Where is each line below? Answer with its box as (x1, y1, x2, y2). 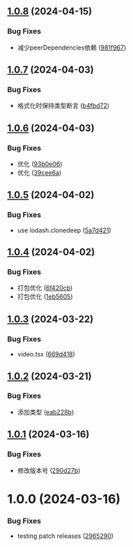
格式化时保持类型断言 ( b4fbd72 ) (17, 101, 110, 110)
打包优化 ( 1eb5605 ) (17, 292, 73, 301)
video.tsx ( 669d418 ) (17, 350, 75, 359)
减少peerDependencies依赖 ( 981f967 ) (17, 43, 127, 52)
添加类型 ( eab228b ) (17, 407, 75, 416)
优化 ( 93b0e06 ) (17, 160, 63, 168)
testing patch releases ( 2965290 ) (17, 532, 114, 540)
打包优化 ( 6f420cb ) (17, 284, 73, 292)
